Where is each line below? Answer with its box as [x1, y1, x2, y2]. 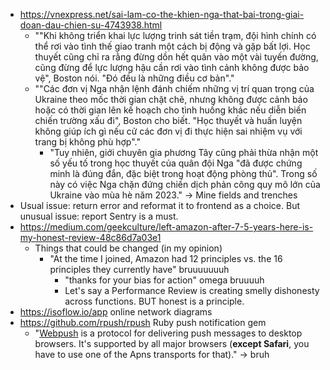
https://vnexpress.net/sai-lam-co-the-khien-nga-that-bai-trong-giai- [19, 9, 305, 20]
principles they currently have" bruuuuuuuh [49, 264, 230, 275]
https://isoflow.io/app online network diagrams [19, 306, 213, 318]
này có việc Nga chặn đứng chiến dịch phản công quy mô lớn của [49, 179, 321, 190]
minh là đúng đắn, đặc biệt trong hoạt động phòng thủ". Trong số [49, 168, 318, 179]
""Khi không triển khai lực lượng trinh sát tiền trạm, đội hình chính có [34, 30, 317, 41]
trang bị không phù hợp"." [34, 136, 141, 148]
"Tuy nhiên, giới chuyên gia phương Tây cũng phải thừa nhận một [49, 147, 319, 158]
